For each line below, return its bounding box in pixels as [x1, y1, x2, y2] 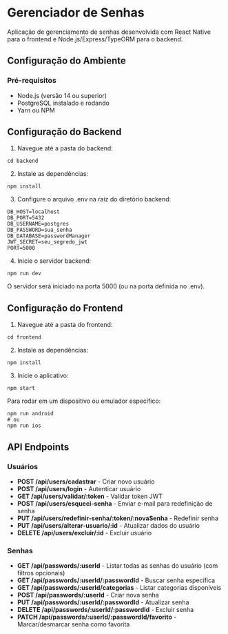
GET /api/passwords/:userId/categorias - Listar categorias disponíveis [17, 584, 222, 592]
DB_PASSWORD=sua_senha [7, 226, 72, 234]
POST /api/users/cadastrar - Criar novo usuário [17, 477, 155, 486]
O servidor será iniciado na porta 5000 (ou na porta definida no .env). [7, 282, 205, 290]
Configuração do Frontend [7, 302, 123, 314]
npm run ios [7, 422, 41, 429]
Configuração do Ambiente [7, 55, 126, 67]
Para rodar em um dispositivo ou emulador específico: [7, 397, 161, 405]
